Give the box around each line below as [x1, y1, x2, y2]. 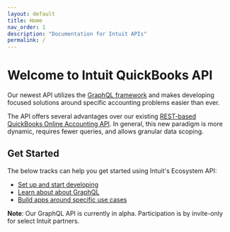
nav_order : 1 [7, 23, 46, 31]
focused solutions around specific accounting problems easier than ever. [7, 99, 220, 107]
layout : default [7, 10, 55, 18]
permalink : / [7, 37, 46, 44]
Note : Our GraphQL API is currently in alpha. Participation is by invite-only [7, 209, 223, 217]
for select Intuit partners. [7, 216, 80, 225]
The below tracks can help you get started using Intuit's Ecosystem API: [7, 166, 217, 175]
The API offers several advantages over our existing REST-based [7, 112, 197, 121]
